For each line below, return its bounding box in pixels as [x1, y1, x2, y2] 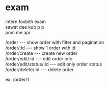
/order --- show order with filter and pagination [5, 39, 104, 45]
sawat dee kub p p [5, 24, 44, 30]
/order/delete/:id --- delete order [5, 66, 74, 73]
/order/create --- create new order [5, 50, 78, 56]
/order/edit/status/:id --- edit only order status [5, 61, 102, 67]
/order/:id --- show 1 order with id [5, 45, 76, 51]
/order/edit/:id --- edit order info [5, 55, 73, 61]
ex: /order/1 [5, 76, 30, 82]
